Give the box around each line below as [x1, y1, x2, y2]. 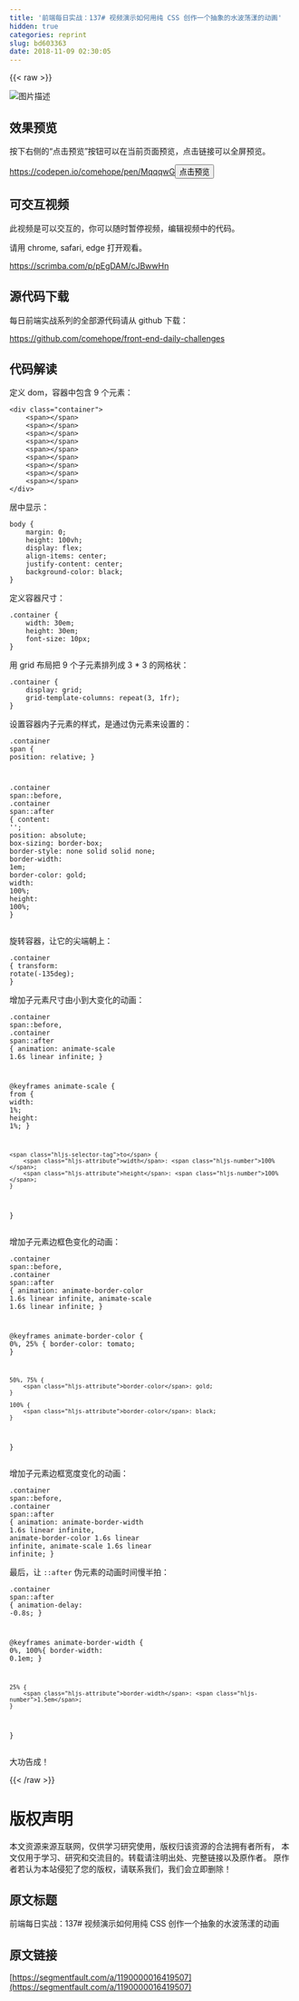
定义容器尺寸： [9, 592, 65, 604]
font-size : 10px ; [25, 635, 92, 644]
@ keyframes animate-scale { [9, 1082, 116, 1091]
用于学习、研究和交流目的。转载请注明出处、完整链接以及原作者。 [24, 1852, 272, 1863]
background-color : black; [25, 568, 124, 577]
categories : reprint [9, 30, 88, 39]
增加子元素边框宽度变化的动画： [9, 1468, 129, 1479]
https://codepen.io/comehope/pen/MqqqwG [9, 165, 176, 177]
